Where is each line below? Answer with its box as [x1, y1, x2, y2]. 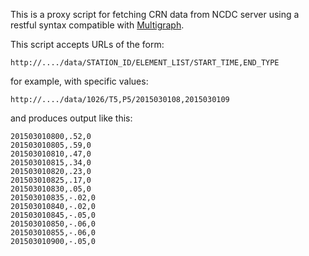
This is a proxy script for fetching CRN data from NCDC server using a [10, 9, 300, 20]
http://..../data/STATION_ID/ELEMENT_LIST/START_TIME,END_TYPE [10, 58, 280, 68]
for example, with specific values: [10, 75, 149, 87]
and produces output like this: [10, 112, 133, 124]
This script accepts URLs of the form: [10, 39, 165, 50]
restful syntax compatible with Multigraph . [10, 19, 185, 31]
